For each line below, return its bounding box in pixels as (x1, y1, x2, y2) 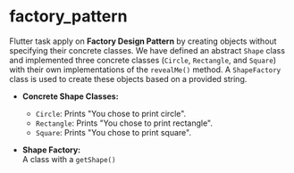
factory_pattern (9, 6, 128, 27)
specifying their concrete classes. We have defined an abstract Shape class (9, 45, 286, 55)
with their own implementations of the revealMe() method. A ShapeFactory (9, 64, 281, 75)
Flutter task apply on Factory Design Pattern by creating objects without (9, 36, 277, 46)
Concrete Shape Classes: (21, 91, 119, 102)
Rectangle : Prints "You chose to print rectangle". (35, 118, 213, 128)
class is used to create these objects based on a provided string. (9, 73, 248, 84)
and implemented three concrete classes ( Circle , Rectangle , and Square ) (9, 54, 277, 65)
